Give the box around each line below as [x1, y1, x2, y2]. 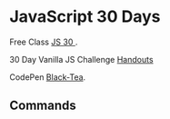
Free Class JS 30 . [9, 36, 78, 47]
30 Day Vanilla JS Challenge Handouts [9, 54, 154, 64]
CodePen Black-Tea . [9, 71, 86, 83]
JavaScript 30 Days [9, 6, 161, 27]
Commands [9, 98, 77, 114]
